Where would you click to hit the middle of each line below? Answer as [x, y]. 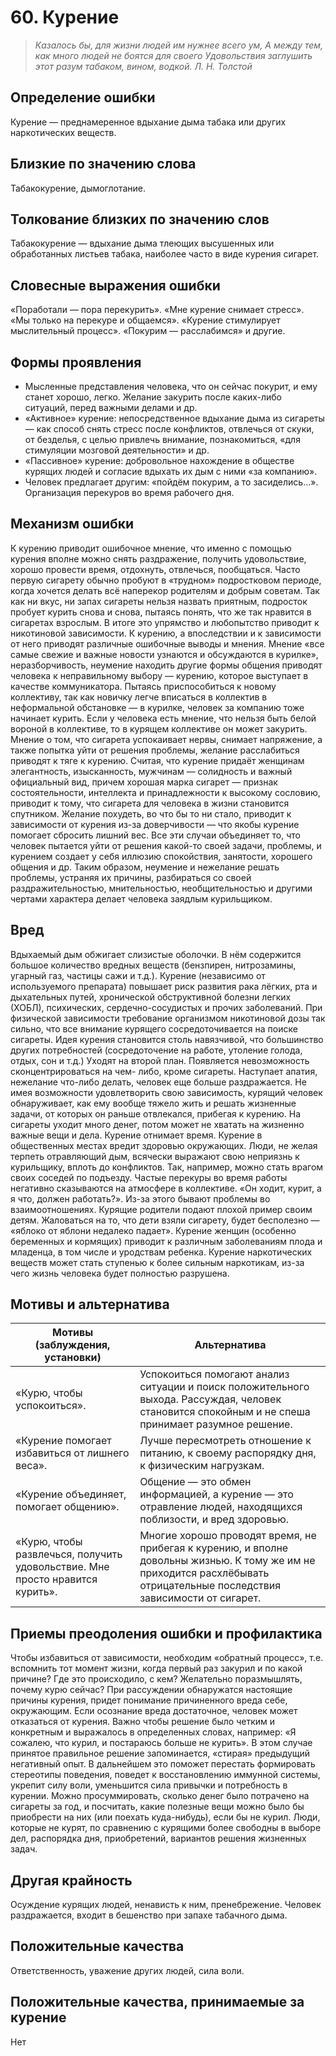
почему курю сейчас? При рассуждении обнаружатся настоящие [151, 1690]
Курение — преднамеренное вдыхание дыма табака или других [148, 122]
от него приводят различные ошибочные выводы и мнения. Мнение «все [167, 643]
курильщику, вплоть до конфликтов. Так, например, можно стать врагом [167, 1167]
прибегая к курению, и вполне [214, 1548]
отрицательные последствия [210, 1586]
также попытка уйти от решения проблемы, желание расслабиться [155, 750]
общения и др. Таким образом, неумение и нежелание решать [145, 867]
